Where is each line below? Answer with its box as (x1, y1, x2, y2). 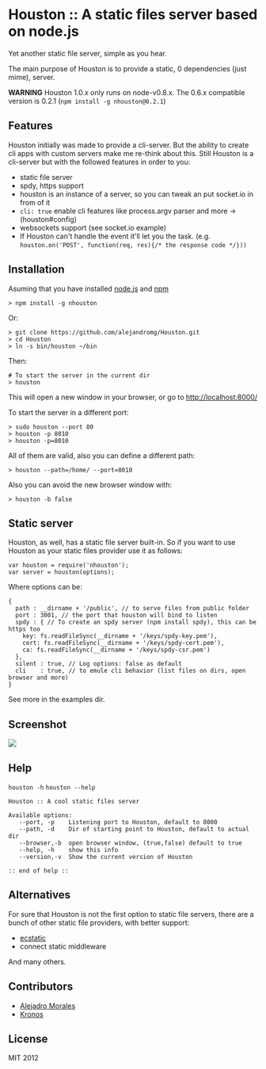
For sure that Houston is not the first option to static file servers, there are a (8, 909, 255, 918)
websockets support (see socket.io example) (19, 223, 167, 232)
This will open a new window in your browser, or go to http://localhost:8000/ (8, 392, 258, 402)
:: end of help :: (8, 867, 69, 875)
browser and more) (8, 674, 69, 682)
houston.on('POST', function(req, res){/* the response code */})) (19, 241, 247, 249)
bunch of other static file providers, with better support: (8, 918, 190, 927)
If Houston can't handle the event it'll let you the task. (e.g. (19, 231, 211, 241)
